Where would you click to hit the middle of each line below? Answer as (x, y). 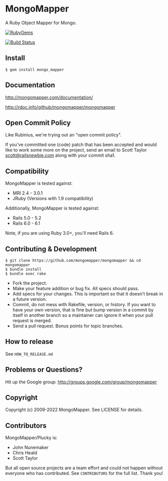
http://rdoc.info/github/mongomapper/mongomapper (60, 107)
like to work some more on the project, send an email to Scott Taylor (76, 150)
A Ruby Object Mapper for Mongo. (41, 23)
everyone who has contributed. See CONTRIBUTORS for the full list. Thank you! (84, 473)
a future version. (30, 299)
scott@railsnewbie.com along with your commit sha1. (61, 155)
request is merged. (32, 321)
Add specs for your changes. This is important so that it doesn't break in (88, 294)
